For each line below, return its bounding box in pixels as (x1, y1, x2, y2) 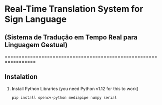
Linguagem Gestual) (4, 40, 68, 49)
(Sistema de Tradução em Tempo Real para (4, 33, 138, 41)
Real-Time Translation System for (4, 3, 143, 15)
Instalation (4, 73, 38, 81)
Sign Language (4, 14, 67, 25)
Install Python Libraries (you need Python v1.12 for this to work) (11, 86, 139, 91)
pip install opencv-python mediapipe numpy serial (11, 95, 117, 100)
